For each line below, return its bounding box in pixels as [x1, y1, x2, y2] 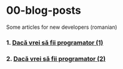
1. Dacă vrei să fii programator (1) [6, 38, 103, 47]
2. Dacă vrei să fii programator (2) [6, 55, 106, 63]
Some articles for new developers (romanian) [6, 23, 118, 31]
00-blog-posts [6, 4, 82, 17]
